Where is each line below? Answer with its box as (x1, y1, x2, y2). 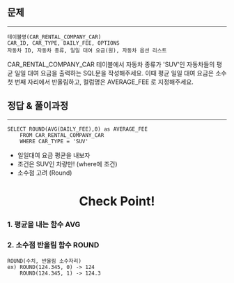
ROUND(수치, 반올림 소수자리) (7, 258, 82, 265)
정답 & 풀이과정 (7, 100, 68, 112)
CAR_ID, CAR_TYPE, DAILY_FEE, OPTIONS (7, 39, 120, 47)
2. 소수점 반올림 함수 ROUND (7, 240, 100, 249)
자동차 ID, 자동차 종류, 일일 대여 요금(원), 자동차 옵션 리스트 (7, 47, 167, 54)
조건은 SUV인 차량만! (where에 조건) (17, 159, 118, 168)
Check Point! (79, 193, 155, 209)
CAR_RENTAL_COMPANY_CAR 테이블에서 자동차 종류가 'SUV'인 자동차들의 (7, 60, 215, 68)
